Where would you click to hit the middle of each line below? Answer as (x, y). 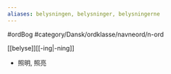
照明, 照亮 (32, 63)
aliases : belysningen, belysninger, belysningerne (84, 14)
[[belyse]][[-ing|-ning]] (41, 48)
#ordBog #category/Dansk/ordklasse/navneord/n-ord (86, 34)
